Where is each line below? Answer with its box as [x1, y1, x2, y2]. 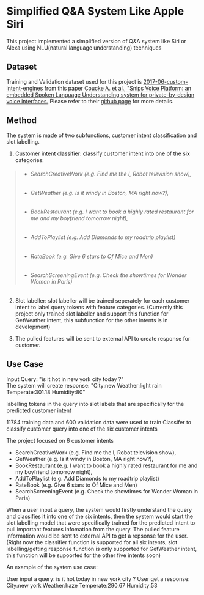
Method [6, 115, 37, 126]
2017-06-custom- [143, 78, 188, 85]
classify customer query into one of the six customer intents [6, 425, 158, 432]
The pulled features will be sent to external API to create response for [15, 334, 191, 342]
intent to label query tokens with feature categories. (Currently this [15, 303, 183, 311]
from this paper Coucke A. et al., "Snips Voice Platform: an [44, 84, 191, 92]
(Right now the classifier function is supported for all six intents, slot [6, 538, 178, 545]
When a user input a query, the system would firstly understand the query [6, 506, 192, 513]
